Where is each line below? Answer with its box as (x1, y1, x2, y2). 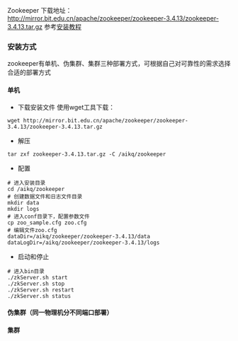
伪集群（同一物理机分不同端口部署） (7, 308, 113, 317)
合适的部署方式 (7, 68, 51, 76)
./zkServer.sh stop (7, 280, 65, 287)
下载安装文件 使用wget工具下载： (17, 103, 115, 111)
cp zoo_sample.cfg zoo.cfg (7, 219, 87, 226)
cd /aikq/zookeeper (7, 185, 65, 192)
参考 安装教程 (44, 23, 82, 30)
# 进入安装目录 (7, 179, 46, 186)
